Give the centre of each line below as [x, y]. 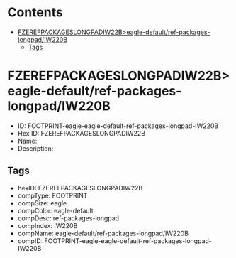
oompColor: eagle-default [55, 210]
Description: [35, 148]
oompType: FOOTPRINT [52, 195]
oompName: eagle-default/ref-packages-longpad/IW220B [103, 233]
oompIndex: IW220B [47, 225]
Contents [35, 12]
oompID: [30, 241]
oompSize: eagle [42, 203]
